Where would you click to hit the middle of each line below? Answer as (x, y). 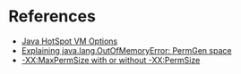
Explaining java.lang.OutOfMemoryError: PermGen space (126, 50)
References (52, 16)
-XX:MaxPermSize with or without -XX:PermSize (111, 60)
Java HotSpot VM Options (69, 41)
